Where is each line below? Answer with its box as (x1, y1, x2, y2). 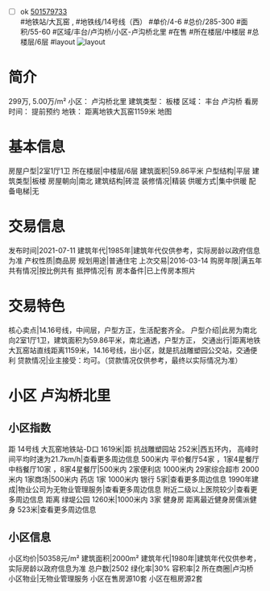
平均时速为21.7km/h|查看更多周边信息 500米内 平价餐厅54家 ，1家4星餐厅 (15, 454, 260, 464)
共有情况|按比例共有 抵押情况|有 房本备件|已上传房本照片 (8, 265, 196, 275)
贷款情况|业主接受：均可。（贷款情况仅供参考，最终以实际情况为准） (17, 355, 243, 365)
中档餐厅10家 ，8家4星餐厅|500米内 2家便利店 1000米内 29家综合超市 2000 (8, 464, 260, 474)
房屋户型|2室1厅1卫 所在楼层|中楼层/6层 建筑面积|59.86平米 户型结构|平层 (8, 165, 251, 176)
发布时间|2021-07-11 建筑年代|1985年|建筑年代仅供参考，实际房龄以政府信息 (8, 245, 260, 255)
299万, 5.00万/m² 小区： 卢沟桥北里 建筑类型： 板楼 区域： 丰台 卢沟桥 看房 (8, 97, 260, 106)
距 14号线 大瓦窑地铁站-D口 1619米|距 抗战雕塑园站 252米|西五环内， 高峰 (8, 443, 252, 454)
